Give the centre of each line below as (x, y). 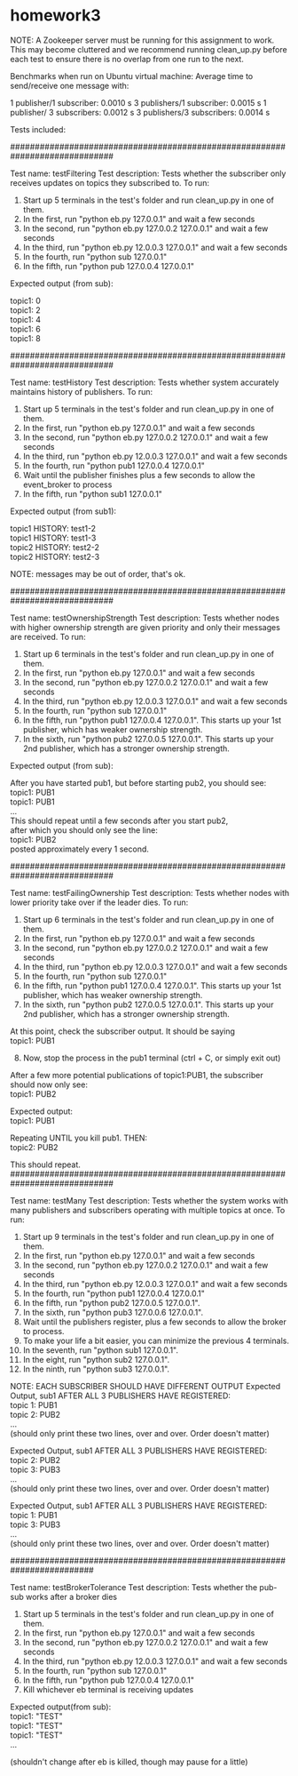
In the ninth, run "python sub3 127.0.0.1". (96, 1369)
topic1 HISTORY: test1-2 (53, 528)
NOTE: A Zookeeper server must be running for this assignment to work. (142, 40)
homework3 (55, 16)
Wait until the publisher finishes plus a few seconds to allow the (139, 475)
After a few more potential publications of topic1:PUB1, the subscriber (137, 1075)
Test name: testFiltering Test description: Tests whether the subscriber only (148, 173)
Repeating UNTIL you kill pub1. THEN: (79, 1138)
